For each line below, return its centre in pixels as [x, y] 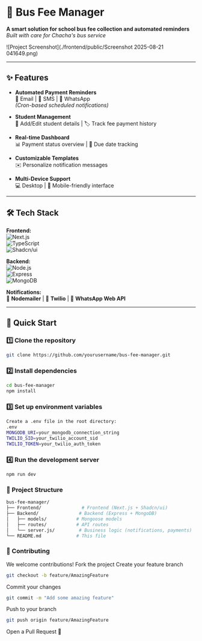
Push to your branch [32, 609]
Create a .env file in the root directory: [62, 422]
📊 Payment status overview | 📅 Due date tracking [76, 144]
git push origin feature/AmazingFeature [58, 620]
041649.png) [22, 53]
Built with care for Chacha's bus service [56, 35]
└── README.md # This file [56, 536]
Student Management [43, 117]
